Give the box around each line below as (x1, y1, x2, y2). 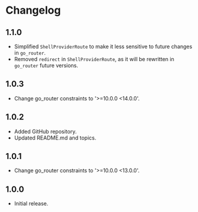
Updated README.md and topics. (14, 134, 97, 141)
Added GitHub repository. (14, 128, 77, 135)
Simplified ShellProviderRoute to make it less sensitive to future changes (14, 43, 193, 50)
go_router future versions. (14, 62, 78, 69)
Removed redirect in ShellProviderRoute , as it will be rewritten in (14, 56, 174, 62)
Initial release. (14, 200, 49, 207)
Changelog (5, 4, 61, 17)
